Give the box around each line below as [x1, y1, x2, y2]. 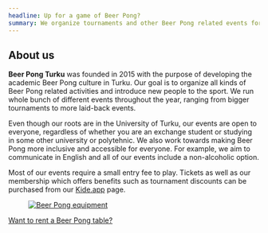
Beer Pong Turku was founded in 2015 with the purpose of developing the [8, 69, 253, 80]
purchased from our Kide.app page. [8, 184, 126, 195]
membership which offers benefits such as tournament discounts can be [8, 177, 247, 186]
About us [8, 49, 55, 62]
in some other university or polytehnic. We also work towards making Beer [8, 136, 253, 146]
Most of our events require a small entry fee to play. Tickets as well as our [8, 168, 251, 177]
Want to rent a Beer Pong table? [8, 216, 113, 225]
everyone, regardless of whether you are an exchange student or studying [8, 127, 253, 137]
